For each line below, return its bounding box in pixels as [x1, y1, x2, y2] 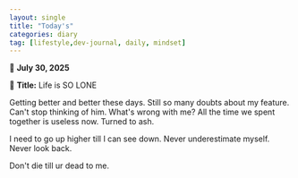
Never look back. [9, 143, 72, 154]
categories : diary [9, 30, 78, 38]
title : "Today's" [9, 21, 74, 30]
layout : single [9, 13, 66, 22]
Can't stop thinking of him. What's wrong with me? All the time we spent [9, 106, 276, 117]
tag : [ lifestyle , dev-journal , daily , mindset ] [9, 38, 186, 47]
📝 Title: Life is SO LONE [9, 80, 97, 90]
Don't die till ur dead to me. [9, 160, 110, 171]
